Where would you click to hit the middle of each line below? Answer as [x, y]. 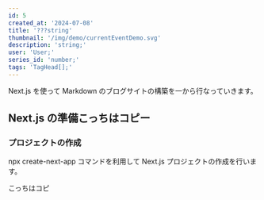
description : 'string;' [48, 45]
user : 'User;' [32, 52]
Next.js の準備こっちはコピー [79, 119]
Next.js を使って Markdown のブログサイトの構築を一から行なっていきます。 [133, 90]
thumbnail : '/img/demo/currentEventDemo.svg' [84, 38]
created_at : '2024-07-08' [51, 23]
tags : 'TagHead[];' [40, 67]
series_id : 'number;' [44, 60]
